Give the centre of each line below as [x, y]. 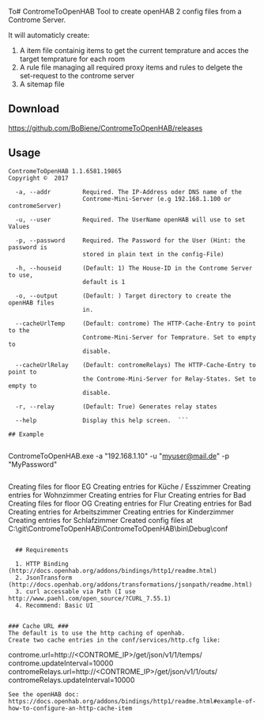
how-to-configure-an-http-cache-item [70, 708]
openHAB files [32, 303]
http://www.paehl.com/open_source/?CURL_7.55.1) [90, 598]
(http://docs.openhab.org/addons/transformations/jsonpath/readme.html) [130, 585]
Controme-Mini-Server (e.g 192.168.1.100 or [157, 199]
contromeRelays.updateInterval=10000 [72, 680]
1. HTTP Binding [42, 564]
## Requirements [42, 550]
